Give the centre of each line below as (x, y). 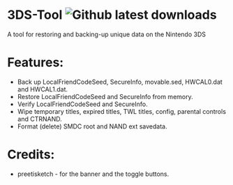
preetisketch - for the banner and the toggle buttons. (93, 174)
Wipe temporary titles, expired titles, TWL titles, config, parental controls (122, 111)
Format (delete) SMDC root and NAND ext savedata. (92, 126)
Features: (36, 62)
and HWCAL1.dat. (43, 89)
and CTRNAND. (39, 119)
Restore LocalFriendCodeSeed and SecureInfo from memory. (105, 96)
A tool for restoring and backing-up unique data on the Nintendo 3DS (106, 34)
